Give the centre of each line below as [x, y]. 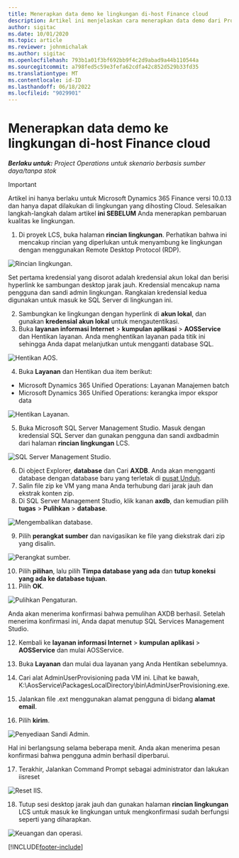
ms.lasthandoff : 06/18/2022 [50, 87]
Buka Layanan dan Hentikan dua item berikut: [85, 372]
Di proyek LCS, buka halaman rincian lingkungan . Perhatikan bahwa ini [123, 235]
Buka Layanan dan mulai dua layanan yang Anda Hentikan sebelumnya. [123, 664]
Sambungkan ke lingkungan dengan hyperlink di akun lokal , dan [112, 314]
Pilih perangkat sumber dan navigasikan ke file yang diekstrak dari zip [122, 536]
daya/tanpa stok [32, 171]
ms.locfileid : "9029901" [45, 93]
